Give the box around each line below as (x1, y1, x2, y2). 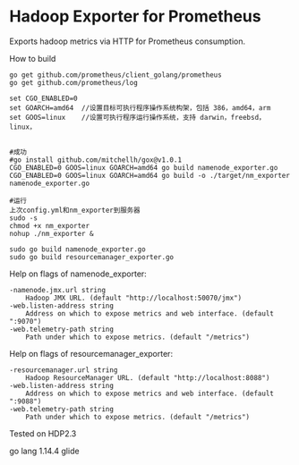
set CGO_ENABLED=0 (9, 94, 78, 103)
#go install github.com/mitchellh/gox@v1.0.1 (9, 155, 182, 165)
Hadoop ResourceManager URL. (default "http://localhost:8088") (25, 373, 270, 382)
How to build (9, 53, 56, 63)
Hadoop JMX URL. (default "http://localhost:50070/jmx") (25, 293, 243, 302)
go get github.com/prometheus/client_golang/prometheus (9, 70, 222, 80)
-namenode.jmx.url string (9, 285, 106, 294)
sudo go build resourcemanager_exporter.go (9, 252, 175, 261)
